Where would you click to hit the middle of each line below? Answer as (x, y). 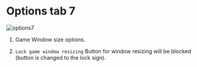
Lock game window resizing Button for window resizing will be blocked (103, 51)
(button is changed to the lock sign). (60, 57)
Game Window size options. (50, 39)
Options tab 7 (41, 11)
